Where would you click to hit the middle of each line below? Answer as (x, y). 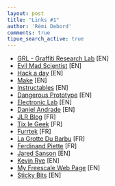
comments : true (29, 33)
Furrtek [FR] (34, 132)
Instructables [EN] (42, 88)
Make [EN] (32, 80)
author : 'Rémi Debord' (39, 26)
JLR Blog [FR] (36, 117)
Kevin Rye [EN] (38, 161)
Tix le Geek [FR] (40, 124)
